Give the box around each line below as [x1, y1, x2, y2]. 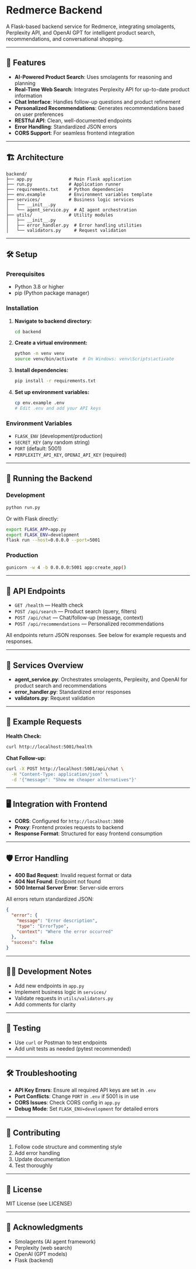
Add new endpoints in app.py [14, 982, 85, 989]
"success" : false [11, 939, 54, 946]
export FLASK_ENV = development [6, 532, 80, 538]
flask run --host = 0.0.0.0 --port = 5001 [6, 537, 100, 543]
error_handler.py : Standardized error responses [14, 689, 131, 696]
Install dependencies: [14, 367, 69, 374]
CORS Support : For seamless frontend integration [14, 129, 135, 136]
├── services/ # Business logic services [6, 197, 134, 203]
